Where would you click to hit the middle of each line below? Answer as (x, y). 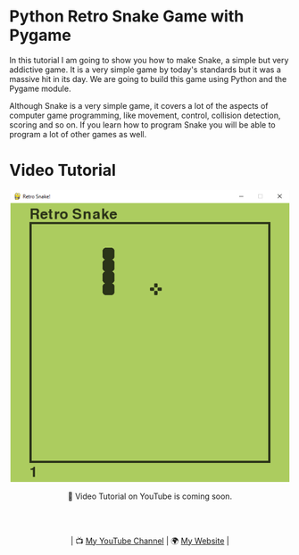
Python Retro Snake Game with (127, 17)
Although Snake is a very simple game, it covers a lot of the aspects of (139, 105)
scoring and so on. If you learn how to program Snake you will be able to (143, 124)
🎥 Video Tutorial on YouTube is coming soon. (150, 496)
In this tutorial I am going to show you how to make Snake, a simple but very (149, 60)
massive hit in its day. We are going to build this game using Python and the (148, 79)
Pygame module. (40, 88)
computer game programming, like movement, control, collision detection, (145, 115)
